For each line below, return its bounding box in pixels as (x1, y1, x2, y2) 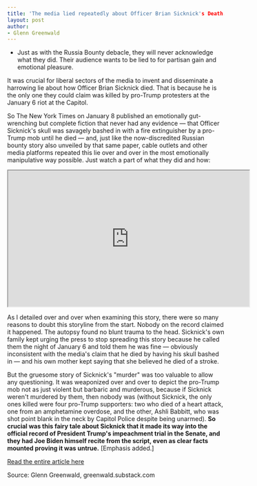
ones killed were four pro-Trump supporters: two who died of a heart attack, (7, 400, 224, 409)
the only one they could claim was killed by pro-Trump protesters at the (7, 91, 210, 100)
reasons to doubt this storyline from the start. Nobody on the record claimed (7, 321, 224, 329)
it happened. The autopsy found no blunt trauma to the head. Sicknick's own (7, 328, 225, 336)
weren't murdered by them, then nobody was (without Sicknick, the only (7, 393, 212, 401)
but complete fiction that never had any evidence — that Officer (39, 119, 220, 128)
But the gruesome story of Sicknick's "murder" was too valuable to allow (7, 371, 214, 379)
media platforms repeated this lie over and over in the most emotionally (7, 149, 209, 157)
